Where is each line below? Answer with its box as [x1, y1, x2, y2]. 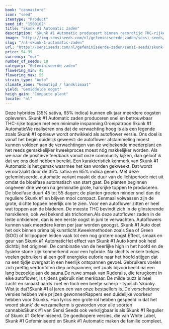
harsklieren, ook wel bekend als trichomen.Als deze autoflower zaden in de [5, 211, 161, 217]
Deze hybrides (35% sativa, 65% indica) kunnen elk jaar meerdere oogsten [5, 110, 161, 116]
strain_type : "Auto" [5, 77, 49, 82]
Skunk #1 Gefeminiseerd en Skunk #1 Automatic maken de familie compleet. [5, 318, 162, 324]
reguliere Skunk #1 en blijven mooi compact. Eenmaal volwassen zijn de [5, 195, 154, 201]
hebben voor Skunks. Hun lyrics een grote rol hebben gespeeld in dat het [5, 297, 157, 303]
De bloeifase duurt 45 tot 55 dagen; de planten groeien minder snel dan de [5, 190, 160, 196]
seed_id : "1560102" [5, 21, 46, 27]
